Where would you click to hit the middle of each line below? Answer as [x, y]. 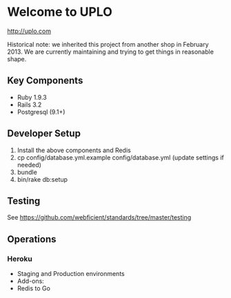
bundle [27, 172]
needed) [29, 164]
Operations [32, 239]
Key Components [45, 81]
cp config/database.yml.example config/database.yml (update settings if [120, 157]
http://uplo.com [29, 31]
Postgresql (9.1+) [41, 111]
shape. [17, 58]
